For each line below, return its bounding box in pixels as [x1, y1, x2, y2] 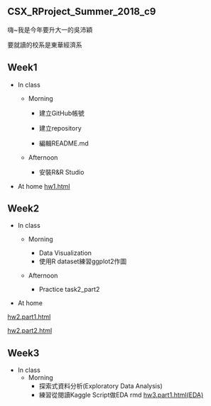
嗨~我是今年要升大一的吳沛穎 [7, 25, 93, 34]
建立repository [38, 124, 82, 132]
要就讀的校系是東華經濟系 [7, 40, 82, 49]
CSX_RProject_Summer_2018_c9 [7, 6, 156, 18]
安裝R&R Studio [38, 168, 85, 176]
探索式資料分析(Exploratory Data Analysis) [38, 382, 163, 390]
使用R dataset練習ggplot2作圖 [38, 257, 127, 265]
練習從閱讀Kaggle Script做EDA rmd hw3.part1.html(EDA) [38, 390, 204, 400]
